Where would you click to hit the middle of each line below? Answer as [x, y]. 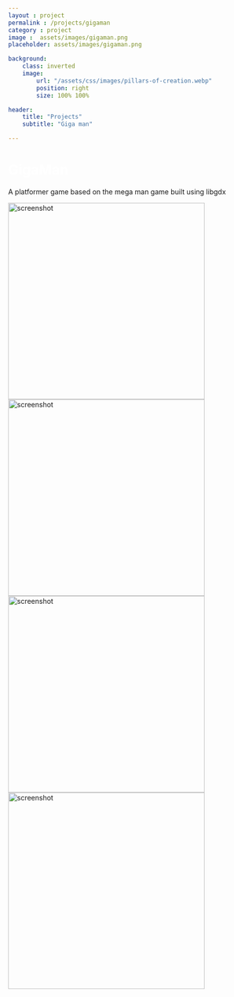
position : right [63, 88]
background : [27, 59]
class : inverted [49, 66]
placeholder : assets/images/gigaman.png [75, 45]
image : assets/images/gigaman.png [68, 37]
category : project [40, 30]
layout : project [37, 15]
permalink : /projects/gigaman [59, 23]
